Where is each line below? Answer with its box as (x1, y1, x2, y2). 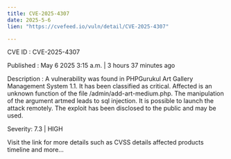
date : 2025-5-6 (7, 17, 51, 24)
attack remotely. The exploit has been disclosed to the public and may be (7, 104, 216, 113)
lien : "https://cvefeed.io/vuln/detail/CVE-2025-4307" (7, 23, 169, 30)
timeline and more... (7, 146, 65, 154)
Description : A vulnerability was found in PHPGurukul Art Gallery (7, 75, 194, 83)
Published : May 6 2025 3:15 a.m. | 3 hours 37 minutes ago (7, 62, 176, 70)
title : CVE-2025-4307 (7, 10, 70, 17)
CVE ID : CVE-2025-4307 (7, 48, 80, 56)
